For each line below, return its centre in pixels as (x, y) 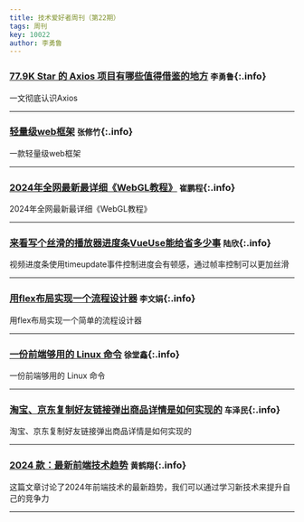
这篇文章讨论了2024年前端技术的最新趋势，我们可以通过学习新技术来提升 (146, 487)
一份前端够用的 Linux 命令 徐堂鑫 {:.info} (95, 354)
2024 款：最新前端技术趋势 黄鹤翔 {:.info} (98, 465)
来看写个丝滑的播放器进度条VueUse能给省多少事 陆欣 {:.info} (140, 243)
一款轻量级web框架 (45, 153)
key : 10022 (30, 34)
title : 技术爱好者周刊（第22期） (65, 18)
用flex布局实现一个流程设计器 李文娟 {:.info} (103, 299)
